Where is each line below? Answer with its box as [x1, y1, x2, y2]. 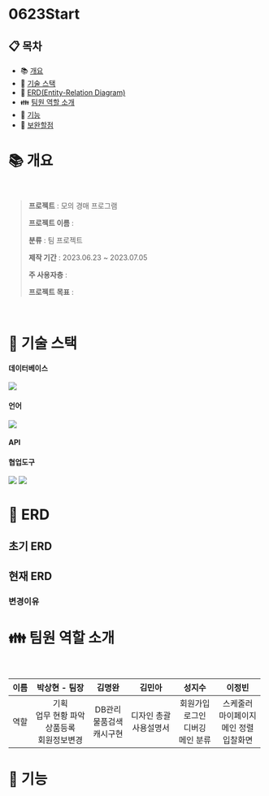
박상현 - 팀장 [36, 682, 85, 694]
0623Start [8, 5, 80, 24]
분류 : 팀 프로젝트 [28, 235, 83, 244]
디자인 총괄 [131, 710, 171, 721]
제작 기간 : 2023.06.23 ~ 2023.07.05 [28, 253, 148, 262]
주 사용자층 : [28, 270, 67, 279]
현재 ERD [8, 569, 53, 583]
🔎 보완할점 [20, 120, 54, 130]
